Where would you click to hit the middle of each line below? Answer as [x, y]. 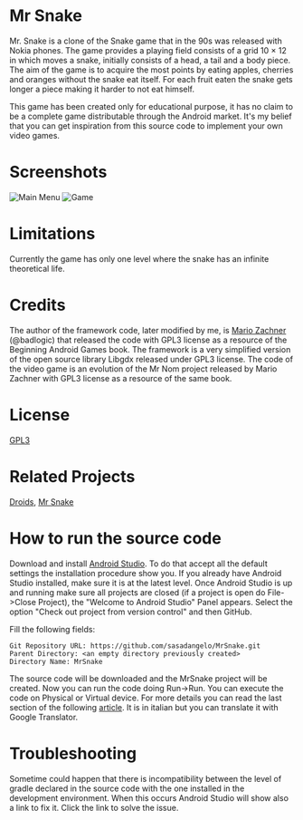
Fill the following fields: [52, 629]
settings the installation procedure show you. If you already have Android [146, 573]
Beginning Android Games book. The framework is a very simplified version [150, 349]
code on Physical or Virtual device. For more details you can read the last [146, 698]
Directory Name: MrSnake [56, 661]
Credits [38, 305]
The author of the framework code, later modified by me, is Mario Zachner [148, 330]
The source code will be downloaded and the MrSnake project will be [138, 678]
